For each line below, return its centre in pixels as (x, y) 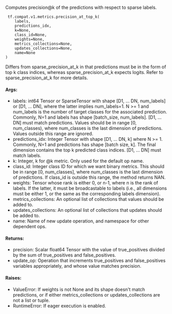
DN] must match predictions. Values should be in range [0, (75, 123)
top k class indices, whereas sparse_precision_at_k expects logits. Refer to (84, 72)
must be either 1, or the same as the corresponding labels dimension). (87, 194)
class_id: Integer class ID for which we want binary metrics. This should (88, 167)
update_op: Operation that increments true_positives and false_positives (89, 261)
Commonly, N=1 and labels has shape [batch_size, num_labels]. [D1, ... (87, 117)
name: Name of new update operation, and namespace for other (81, 221)
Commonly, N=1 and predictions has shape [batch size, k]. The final (84, 145)
